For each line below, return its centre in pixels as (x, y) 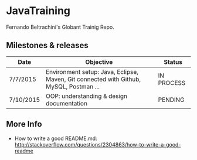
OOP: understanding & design (87, 96)
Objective (99, 62)
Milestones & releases (47, 45)
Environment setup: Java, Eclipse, (92, 72)
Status (173, 62)
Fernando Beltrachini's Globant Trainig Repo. (60, 27)
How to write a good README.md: (56, 138)
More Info (24, 124)
